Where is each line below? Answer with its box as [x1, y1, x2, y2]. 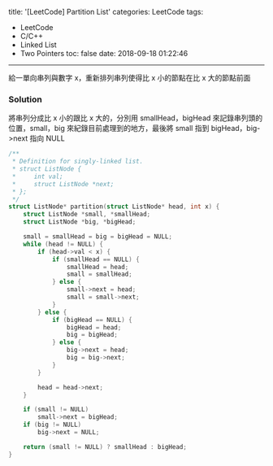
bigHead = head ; [66, 323, 122, 332]
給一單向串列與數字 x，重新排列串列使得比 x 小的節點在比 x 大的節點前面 [8, 73, 251, 82]
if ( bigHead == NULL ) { [51, 316, 132, 324]
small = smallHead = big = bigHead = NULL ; [23, 233, 173, 241]
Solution [8, 94, 43, 105]
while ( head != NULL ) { [23, 240, 104, 248]
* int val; [11, 172, 63, 181]
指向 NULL [29, 133, 65, 143]
